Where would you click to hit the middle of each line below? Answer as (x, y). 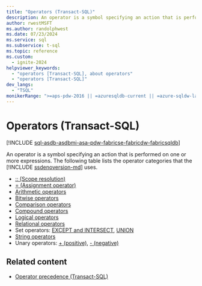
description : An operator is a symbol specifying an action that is (94, 17)
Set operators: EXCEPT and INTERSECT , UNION (74, 230)
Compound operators (41, 211)
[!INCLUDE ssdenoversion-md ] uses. (52, 167)
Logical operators (37, 217)
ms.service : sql (26, 40)
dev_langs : (20, 85)
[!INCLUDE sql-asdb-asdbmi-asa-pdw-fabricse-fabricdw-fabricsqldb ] (93, 142)
